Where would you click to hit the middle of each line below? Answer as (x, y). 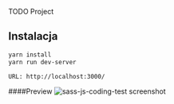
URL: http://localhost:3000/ (57, 76)
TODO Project (31, 12)
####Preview (30, 91)
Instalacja (33, 36)
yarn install (30, 55)
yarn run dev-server (43, 62)
